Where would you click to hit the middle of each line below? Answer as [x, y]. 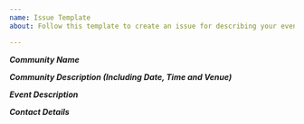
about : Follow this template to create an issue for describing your [143, 26]
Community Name [44, 59]
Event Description [44, 94]
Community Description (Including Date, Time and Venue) [121, 76]
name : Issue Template [50, 18]
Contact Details [39, 111]
